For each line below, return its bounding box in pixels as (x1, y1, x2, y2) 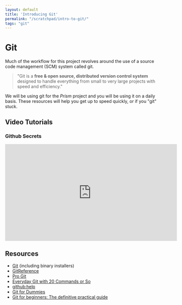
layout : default (5, 7, 38, 12)
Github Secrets (5, 132, 42, 139)
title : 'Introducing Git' (5, 12, 58, 17)
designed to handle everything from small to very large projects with (17, 78, 156, 84)
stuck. (5, 104, 18, 110)
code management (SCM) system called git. (5, 63, 94, 69)
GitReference (12, 268, 39, 274)
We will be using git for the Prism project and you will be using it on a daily (5, 93, 156, 99)
